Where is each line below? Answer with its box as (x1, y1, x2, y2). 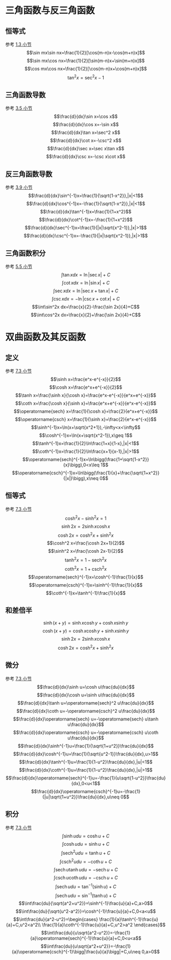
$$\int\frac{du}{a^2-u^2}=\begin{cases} (13, 916, 99, 923)
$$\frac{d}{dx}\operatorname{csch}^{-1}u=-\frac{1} (31, 788, 141, 794)
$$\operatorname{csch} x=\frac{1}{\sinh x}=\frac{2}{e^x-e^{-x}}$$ (15, 416, 157, 423)
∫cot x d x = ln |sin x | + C (62, 280, 110, 286)
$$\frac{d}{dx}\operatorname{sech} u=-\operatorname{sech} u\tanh (13, 716, 159, 722)
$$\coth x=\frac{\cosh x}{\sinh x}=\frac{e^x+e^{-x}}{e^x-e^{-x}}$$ (15, 401, 157, 407)
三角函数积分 (5, 249, 46, 257)
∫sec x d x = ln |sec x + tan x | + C (53, 288, 118, 294)
